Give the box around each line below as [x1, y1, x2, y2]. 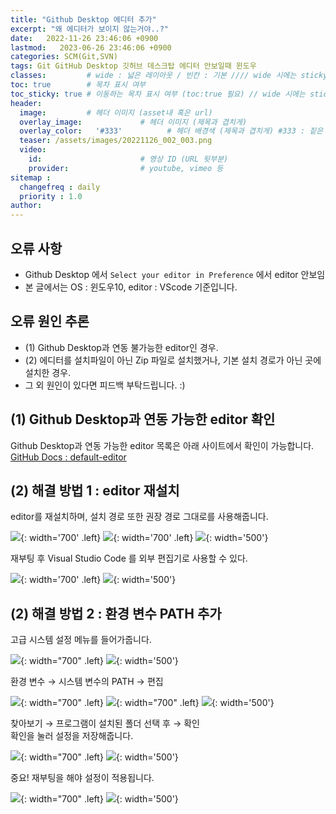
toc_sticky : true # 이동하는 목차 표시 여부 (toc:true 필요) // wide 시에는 [10, 89, 306, 99]
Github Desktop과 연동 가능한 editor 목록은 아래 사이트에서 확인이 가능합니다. [10, 439, 315, 451]
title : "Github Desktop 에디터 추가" [10, 14, 157, 25]
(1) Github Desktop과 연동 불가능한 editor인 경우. [24, 341, 219, 353]
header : [10, 98, 43, 108]
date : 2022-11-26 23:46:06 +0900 [10, 33, 159, 43]
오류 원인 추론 [10, 313, 90, 330]
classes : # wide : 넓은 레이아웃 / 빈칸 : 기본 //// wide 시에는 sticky [10, 71, 328, 81]
